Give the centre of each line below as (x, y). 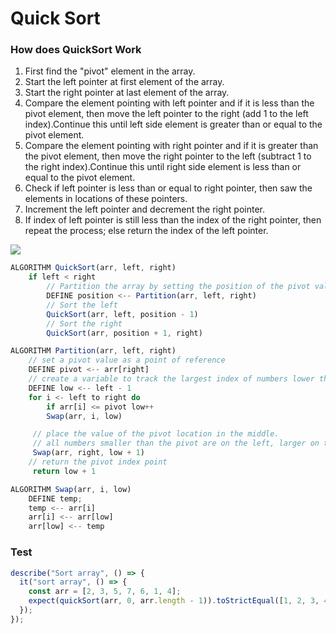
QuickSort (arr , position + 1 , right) (124, 333)
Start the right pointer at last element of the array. (127, 93)
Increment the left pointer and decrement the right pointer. (145, 209)
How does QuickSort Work (76, 50)
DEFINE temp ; (55, 498)
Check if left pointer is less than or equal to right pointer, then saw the (168, 188)
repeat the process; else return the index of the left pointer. (146, 231)
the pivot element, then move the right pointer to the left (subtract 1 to (168, 156)
